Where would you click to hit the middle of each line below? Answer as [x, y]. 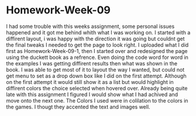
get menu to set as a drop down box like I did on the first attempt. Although [96, 76]
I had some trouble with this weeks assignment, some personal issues [90, 26]
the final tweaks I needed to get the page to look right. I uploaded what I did [97, 45]
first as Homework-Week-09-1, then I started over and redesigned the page [97, 51]
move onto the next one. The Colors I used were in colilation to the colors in [97, 100]
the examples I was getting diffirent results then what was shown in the [92, 63]
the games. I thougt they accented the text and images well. [78, 107]
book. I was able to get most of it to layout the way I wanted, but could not [95, 69]
